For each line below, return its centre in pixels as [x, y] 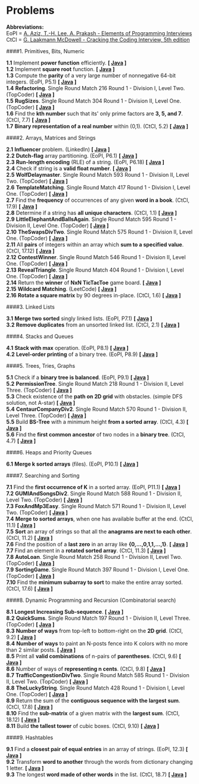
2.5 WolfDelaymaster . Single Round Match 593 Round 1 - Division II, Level [98, 174]
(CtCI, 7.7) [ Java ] [28, 119]
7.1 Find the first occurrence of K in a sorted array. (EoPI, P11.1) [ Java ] [93, 487]
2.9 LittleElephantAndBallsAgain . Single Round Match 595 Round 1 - [91, 219]
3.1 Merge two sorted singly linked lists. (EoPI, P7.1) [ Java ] [79, 318]
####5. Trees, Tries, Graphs [41, 365]
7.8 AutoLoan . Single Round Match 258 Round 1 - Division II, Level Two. [94, 557]
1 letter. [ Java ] [25, 768]
